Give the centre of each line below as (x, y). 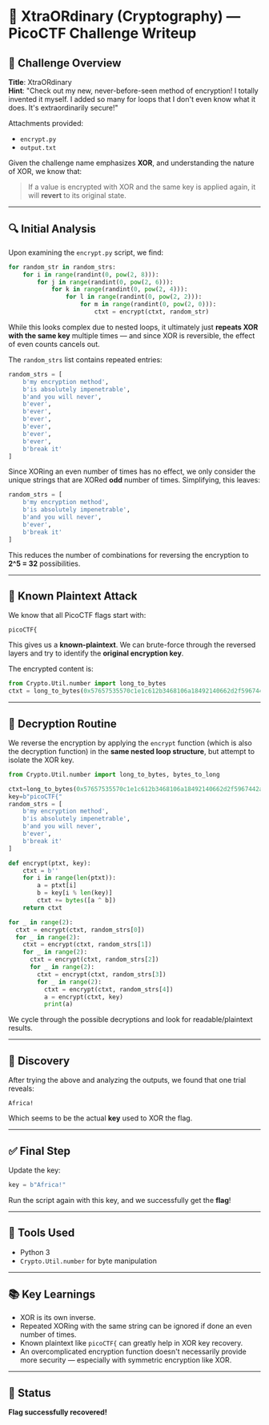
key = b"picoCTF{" (35, 797)
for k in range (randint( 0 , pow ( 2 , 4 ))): (119, 289)
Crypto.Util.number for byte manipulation (88, 1261)
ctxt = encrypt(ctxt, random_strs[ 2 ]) (94, 960)
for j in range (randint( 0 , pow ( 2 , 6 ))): (105, 282)
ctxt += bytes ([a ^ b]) (76, 901)
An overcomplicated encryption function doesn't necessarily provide (133, 1352)
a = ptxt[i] (57, 886)
